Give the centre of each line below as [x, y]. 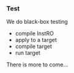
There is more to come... [37, 64]
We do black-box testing [37, 22]
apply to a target [36, 40]
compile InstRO [34, 33]
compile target [33, 46]
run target [28, 53]
